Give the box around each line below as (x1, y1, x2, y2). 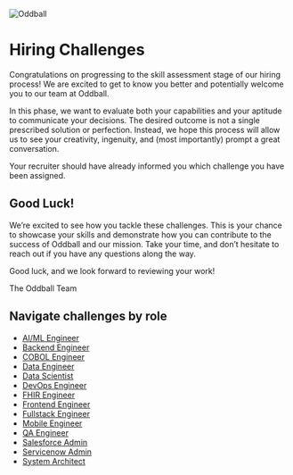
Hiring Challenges (9, 40, 145, 60)
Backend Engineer (21, 342, 90, 353)
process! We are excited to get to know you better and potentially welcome (9, 79, 284, 89)
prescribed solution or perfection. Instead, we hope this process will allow (9, 124, 281, 135)
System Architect (21, 455, 86, 466)
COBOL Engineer (21, 351, 85, 362)
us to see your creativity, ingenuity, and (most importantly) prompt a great (9, 134, 281, 145)
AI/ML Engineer (21, 332, 80, 343)
